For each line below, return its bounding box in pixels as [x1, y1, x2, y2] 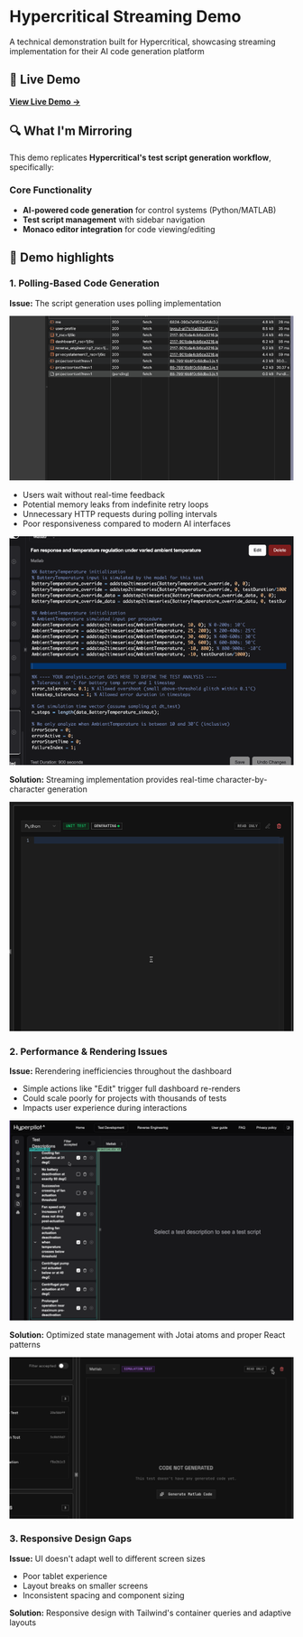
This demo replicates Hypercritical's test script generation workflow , [9, 152, 272, 163]
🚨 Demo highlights [9, 250, 115, 266]
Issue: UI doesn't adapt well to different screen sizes [9, 1553, 206, 1564]
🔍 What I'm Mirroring [9, 124, 133, 139]
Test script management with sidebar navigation [22, 214, 206, 225]
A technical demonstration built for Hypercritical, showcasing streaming [9, 36, 277, 47]
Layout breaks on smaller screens [22, 1580, 149, 1591]
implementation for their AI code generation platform [9, 45, 205, 56]
